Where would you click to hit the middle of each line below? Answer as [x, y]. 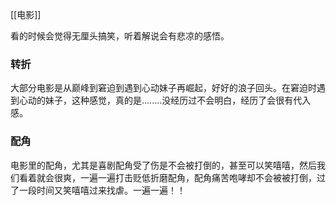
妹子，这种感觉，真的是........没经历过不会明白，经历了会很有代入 [178, 100]
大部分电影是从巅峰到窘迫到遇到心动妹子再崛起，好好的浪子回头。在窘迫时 [163, 88]
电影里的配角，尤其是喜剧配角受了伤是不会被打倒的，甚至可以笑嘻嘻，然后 [163, 165]
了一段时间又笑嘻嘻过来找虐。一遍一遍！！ [98, 190]
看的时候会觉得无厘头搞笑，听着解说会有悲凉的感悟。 [120, 36]
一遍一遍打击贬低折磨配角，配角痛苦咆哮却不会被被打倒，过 [202, 177]
